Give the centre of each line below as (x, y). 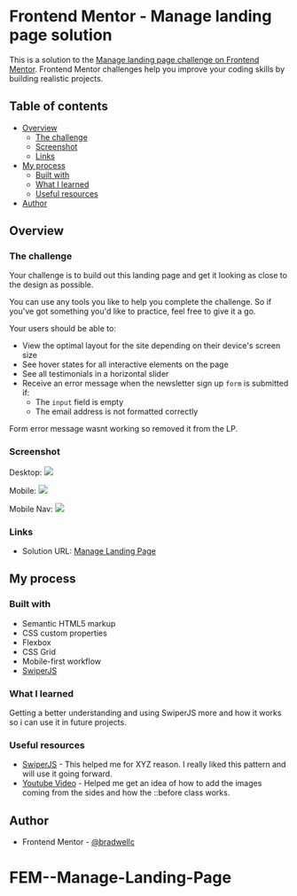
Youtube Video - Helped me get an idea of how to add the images (142, 783)
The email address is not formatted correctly (117, 412)
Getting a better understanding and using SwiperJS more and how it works (145, 713)
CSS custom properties (65, 633)
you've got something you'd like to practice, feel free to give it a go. (133, 311)
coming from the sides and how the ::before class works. (126, 793)
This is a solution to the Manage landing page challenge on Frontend (134, 59)
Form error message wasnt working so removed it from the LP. (123, 429)
